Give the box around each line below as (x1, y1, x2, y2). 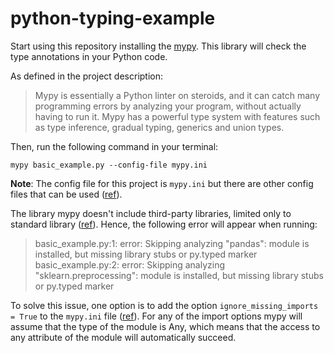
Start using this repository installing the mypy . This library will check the (10, 40, 307, 52)
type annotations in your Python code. (10, 50, 168, 62)
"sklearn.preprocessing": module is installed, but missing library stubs (34, 269, 324, 281)
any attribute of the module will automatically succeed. (10, 331, 237, 343)
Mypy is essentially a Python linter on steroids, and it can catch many (34, 89, 321, 101)
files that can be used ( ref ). (10, 188, 123, 200)
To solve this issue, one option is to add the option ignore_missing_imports (10, 299, 319, 311)
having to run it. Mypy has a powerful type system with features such (34, 110, 321, 122)
